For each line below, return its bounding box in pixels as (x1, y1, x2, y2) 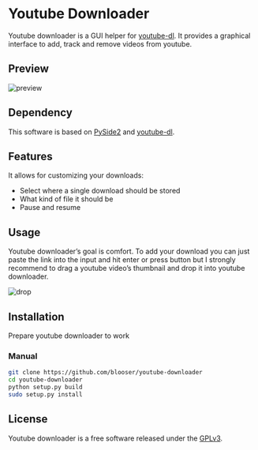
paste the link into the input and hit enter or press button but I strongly (8, 255, 236, 264)
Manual (8, 351, 38, 362)
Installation (8, 309, 65, 324)
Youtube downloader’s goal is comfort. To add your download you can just (8, 246, 250, 257)
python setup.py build (8, 384, 83, 392)
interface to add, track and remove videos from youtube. (8, 39, 193, 48)
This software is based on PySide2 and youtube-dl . (8, 127, 175, 137)
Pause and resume (19, 203, 81, 212)
